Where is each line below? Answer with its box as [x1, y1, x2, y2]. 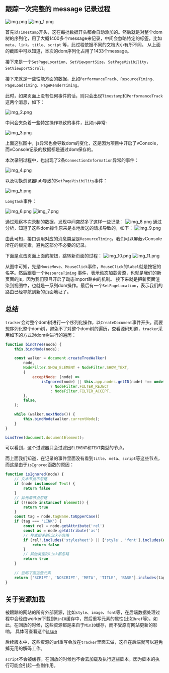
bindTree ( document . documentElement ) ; [5, 435, 84, 440]
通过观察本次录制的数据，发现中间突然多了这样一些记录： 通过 [5, 219, 162, 225]
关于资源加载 [5, 595, 45, 603]
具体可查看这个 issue [15, 628, 57, 635]
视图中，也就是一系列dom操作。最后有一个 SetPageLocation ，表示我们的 [14, 282, 163, 288]
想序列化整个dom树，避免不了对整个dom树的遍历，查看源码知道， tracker [5, 325, 158, 332]
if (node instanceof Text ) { [14, 481, 75, 486]
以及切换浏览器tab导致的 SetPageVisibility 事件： [5, 177, 108, 183]
